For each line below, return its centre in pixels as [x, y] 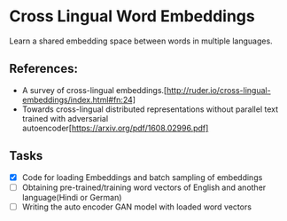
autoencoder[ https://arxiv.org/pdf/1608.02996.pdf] [115, 128]
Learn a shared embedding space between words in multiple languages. [141, 41]
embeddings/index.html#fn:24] [78, 99]
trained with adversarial [65, 118]
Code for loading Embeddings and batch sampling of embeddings [142, 177]
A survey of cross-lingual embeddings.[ [94, 90]
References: [43, 69]
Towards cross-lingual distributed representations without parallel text [150, 109]
